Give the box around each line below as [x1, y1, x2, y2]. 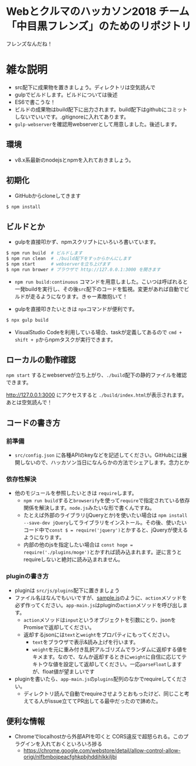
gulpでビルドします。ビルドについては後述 [14, 91, 118, 98]
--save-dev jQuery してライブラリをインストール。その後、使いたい [23, 519, 187, 526]
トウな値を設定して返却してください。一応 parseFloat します [37, 660, 182, 667]
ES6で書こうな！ [14, 98, 56, 106]
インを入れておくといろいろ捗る [25, 741, 102, 748]
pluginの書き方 [6, 572, 49, 581]
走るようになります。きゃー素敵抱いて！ [30, 293, 128, 300]
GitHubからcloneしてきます [14, 192, 81, 199]
